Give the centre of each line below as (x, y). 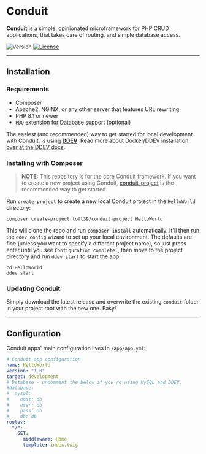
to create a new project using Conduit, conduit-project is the (97, 183)
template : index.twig (50, 445)
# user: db (25, 405)
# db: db (21, 416)
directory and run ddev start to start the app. (63, 256)
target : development (33, 376)
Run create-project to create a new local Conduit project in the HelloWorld (101, 201)
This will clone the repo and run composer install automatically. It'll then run (103, 230)
